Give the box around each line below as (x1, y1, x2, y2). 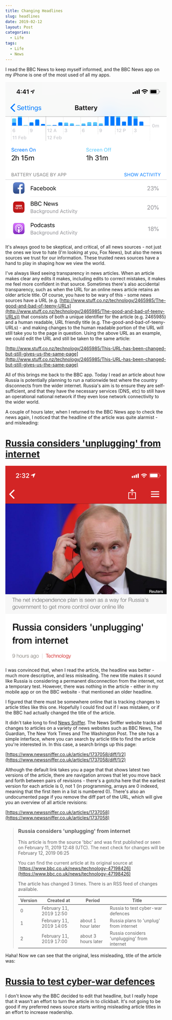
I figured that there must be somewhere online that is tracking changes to (5, 699, 160, 705)
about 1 (80, 917, 97, 924)
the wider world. (5, 399, 40, 405)
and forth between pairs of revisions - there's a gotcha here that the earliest (5, 777, 165, 784)
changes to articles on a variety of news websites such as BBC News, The (5, 725, 162, 731)
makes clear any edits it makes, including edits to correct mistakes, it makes (5, 276, 166, 282)
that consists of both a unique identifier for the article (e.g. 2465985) (20, 314, 166, 320)
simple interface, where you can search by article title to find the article (5, 736, 156, 742)
